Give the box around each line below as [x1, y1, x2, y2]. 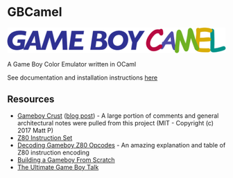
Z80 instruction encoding [17, 148, 90, 157]
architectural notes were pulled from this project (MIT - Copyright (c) [17, 119, 214, 127]
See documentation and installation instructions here [7, 73, 158, 82]
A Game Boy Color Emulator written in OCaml [7, 60, 137, 68]
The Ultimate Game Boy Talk [17, 163, 99, 172]
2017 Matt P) [17, 126, 54, 135]
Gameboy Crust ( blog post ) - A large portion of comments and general [17, 112, 219, 120]
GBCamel [7, 4, 62, 20]
